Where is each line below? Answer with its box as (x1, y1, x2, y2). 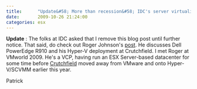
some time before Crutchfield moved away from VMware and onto (6, 60, 166, 67)
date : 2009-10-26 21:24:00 (6, 14, 88, 20)
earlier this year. (32, 66, 72, 73)
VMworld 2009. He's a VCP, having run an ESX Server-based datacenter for (6, 54, 189, 61)
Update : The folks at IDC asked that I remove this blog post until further (6, 35, 181, 42)
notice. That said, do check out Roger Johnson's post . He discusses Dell (6, 41, 182, 48)
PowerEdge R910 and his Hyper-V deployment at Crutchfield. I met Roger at (6, 48, 189, 55)
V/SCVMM (6, 66, 32, 73)
